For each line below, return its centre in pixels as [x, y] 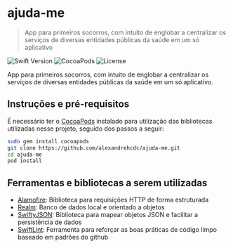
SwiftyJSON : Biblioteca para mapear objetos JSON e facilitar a [108, 215]
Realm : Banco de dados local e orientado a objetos [91, 207]
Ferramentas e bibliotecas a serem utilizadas [107, 183]
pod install [25, 161]
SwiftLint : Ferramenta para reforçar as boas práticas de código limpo [117, 230]
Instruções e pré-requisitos [68, 104]
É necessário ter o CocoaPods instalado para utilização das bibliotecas [110, 121]
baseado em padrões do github [63, 237]
